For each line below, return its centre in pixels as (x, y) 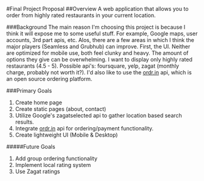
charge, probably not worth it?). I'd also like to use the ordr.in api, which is (99, 72)
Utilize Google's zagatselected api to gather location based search (99, 115)
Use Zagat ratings (37, 171)
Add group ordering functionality (56, 158)
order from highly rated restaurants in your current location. (81, 15)
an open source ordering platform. (49, 79)
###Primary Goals (29, 90)
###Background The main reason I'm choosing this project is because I (96, 27)
